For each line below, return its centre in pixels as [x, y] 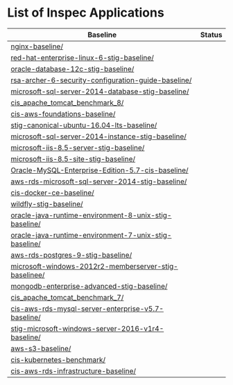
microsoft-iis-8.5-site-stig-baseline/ [73, 159]
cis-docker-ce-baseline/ [53, 192]
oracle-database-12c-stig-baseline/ [72, 69]
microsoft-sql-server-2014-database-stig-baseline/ [100, 91]
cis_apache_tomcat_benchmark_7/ [67, 297]
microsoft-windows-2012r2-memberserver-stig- [94, 266]
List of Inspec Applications [86, 13]
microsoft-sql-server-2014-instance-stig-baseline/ [99, 136]
